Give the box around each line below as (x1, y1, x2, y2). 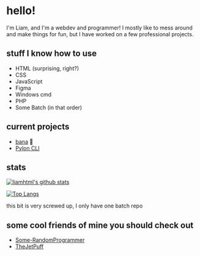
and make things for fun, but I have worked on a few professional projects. (6, 30, 194, 37)
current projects (6, 122, 70, 132)
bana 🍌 (15, 138, 34, 145)
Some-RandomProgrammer (15, 236, 85, 244)
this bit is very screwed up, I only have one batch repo (6, 202, 143, 209)
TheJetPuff (15, 243, 44, 250)
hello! (6, 4, 35, 18)
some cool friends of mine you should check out (6, 220, 194, 230)
